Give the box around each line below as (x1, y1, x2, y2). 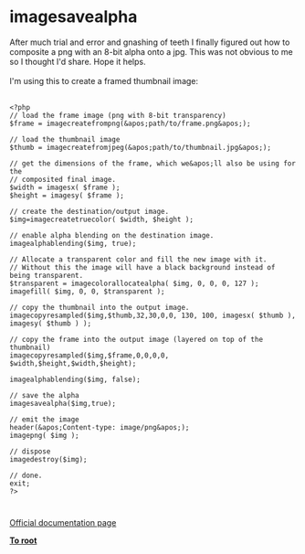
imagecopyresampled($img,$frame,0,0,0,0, (9, 350, 170, 360)
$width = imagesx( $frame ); (9, 183, 121, 192)
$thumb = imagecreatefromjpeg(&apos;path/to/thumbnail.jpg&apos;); (9, 143, 272, 152)
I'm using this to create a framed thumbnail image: (9, 75, 199, 86)
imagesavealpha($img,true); (9, 399, 117, 408)
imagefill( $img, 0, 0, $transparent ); (9, 286, 166, 296)
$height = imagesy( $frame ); (9, 190, 125, 200)
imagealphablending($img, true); (9, 239, 137, 248)
